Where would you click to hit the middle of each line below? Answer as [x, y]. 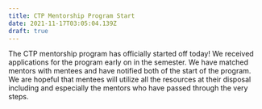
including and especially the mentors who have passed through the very [128, 88]
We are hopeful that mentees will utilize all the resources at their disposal [130, 80]
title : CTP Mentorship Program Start [72, 16]
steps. [19, 97]
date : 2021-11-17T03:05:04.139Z [62, 23]
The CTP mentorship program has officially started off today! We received [131, 54]
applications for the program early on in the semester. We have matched [128, 62]
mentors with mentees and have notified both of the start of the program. [130, 71]
